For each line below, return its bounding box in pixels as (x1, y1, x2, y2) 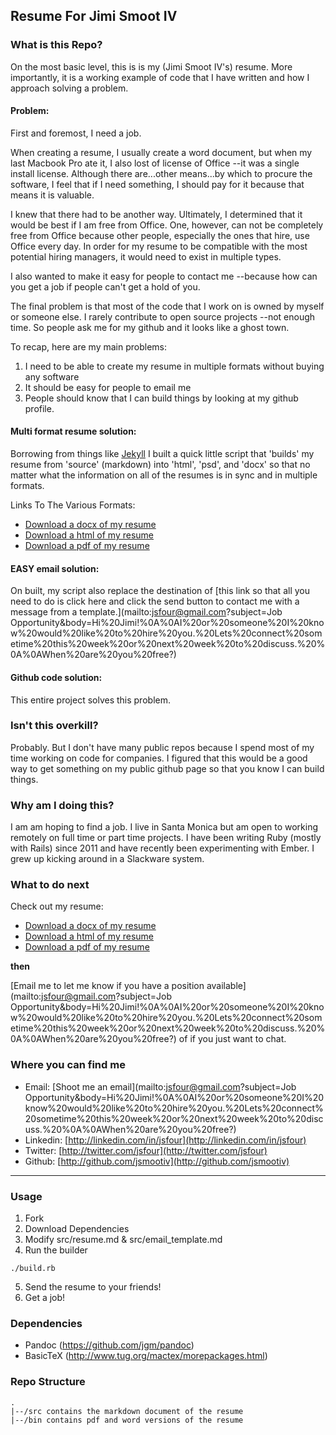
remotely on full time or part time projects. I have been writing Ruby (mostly (10, 832, 322, 844)
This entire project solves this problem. (10, 694, 171, 706)
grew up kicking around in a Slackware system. (10, 853, 205, 865)
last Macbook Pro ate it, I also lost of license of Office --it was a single (10, 157, 300, 169)
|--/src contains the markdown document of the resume (10, 1406, 244, 1416)
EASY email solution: (10, 562, 100, 574)
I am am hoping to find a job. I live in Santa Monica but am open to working (10, 821, 319, 833)
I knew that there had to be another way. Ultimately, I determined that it (10, 208, 303, 220)
